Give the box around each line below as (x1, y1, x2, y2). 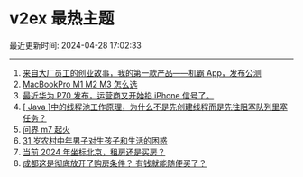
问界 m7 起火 (22, 124, 70, 135)
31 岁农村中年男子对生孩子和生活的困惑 (22, 135, 169, 145)
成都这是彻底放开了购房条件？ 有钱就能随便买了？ (22, 157, 207, 168)
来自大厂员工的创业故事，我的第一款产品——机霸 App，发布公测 (22, 67, 262, 78)
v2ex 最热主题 (9, 8, 115, 29)
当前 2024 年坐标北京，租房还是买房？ (22, 146, 166, 157)
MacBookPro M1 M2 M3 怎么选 (22, 79, 138, 89)
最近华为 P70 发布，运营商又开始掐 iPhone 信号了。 (22, 89, 215, 100)
